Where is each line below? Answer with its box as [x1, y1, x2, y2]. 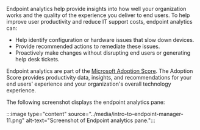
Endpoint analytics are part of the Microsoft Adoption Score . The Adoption [6, 67, 193, 75]
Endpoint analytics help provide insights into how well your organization [6, 5, 187, 12]
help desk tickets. [15, 56, 60, 63]
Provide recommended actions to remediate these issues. [15, 43, 160, 50]
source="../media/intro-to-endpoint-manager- [68, 111, 184, 117]
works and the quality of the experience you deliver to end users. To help [6, 12, 190, 19]
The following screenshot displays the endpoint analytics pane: [6, 98, 165, 106]
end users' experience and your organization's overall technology [6, 80, 172, 87]
